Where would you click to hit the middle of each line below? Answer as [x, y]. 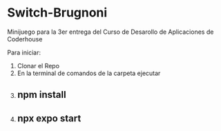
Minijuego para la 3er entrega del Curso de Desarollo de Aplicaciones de [110, 32]
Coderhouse [25, 39]
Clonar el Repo [38, 65]
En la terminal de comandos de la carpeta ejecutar [89, 73]
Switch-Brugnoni [57, 13]
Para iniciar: [24, 52]
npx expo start [49, 118]
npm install [42, 95]
